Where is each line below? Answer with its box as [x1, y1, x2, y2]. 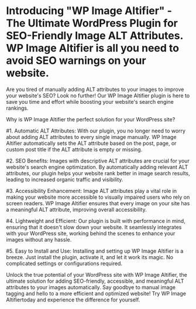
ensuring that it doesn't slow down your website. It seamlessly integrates [6, 223, 182, 230]
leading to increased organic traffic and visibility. [6, 176, 123, 183]
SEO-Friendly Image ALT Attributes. [6, 29, 183, 42]
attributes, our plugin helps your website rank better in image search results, [6, 169, 190, 176]
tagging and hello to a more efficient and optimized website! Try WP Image [6, 290, 186, 297]
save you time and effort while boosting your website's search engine [6, 98, 174, 105]
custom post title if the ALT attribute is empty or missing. [6, 145, 143, 153]
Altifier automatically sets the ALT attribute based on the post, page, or [6, 140, 177, 147]
